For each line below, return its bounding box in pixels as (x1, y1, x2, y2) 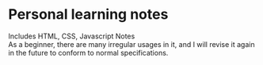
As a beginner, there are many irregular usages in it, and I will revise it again (8, 39, 255, 49)
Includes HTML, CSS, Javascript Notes (8, 31, 135, 41)
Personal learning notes (8, 5, 169, 23)
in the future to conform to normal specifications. (8, 48, 169, 57)
